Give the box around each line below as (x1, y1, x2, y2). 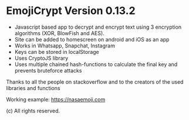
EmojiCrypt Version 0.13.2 (6, 4, 136, 18)
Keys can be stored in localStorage (14, 48, 100, 55)
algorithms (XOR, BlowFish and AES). (14, 29, 104, 36)
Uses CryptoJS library (14, 54, 69, 61)
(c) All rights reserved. (6, 107, 60, 114)
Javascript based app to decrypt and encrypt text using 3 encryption (14, 23, 182, 30)
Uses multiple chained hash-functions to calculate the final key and (14, 60, 178, 68)
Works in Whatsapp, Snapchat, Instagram (14, 42, 116, 49)
